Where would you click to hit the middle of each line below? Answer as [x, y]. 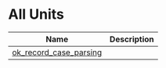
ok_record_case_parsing [57, 52]
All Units [36, 14]
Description [132, 39]
